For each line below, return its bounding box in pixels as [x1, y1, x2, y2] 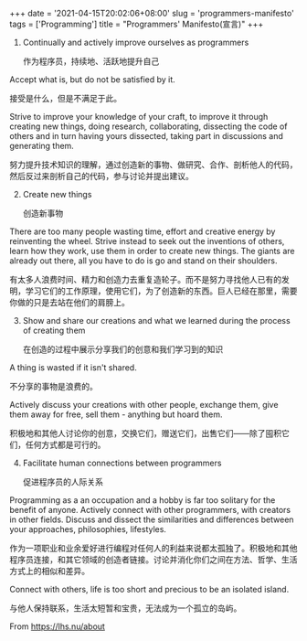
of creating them [22, 325, 86, 336]
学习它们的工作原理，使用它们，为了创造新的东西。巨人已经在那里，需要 [25, 285, 298, 296]
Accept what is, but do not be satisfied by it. [9, 74, 175, 85]
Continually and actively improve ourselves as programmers [22, 37, 249, 48]
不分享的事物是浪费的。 [9, 381, 98, 391]
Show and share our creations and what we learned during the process [22, 315, 291, 326]
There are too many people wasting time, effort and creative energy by [9, 226, 276, 237]
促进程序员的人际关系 [22, 476, 103, 487]
